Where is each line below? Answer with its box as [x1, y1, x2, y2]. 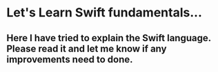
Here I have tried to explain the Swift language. [6, 32, 211, 44]
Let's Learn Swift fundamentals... [6, 5, 203, 21]
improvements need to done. [6, 53, 133, 65]
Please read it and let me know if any [6, 43, 167, 54]
